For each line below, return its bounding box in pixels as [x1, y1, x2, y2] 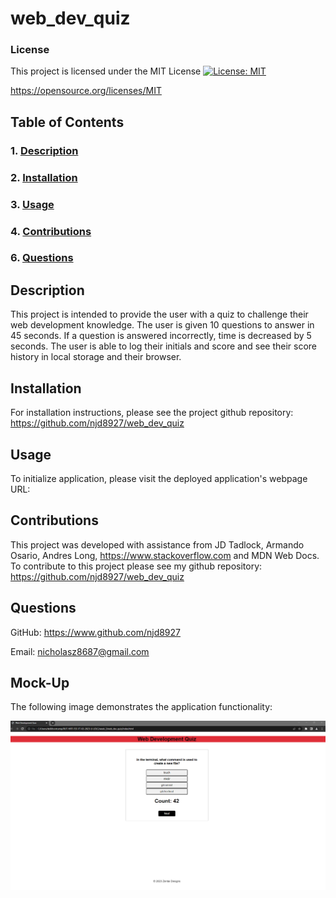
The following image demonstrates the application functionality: [10, 701, 273, 713]
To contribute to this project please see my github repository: [10, 560, 263, 572]
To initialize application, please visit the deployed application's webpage [10, 472, 308, 484]
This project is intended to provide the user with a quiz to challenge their [10, 308, 309, 321]
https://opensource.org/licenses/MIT [10, 85, 162, 97]
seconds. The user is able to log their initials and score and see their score [10, 340, 318, 352]
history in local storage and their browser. [10, 351, 182, 363]
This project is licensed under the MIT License [10, 65, 202, 77]
